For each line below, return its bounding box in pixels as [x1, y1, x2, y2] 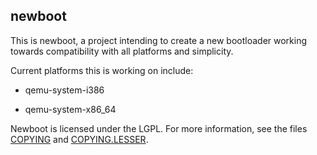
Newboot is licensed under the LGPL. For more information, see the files [10, 122, 308, 134]
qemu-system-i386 [24, 84, 105, 96]
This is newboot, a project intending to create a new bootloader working [10, 34, 308, 46]
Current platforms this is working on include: [10, 64, 194, 76]
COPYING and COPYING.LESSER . [10, 133, 149, 145]
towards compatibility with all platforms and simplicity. [10, 45, 234, 57]
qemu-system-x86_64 [24, 103, 117, 115]
